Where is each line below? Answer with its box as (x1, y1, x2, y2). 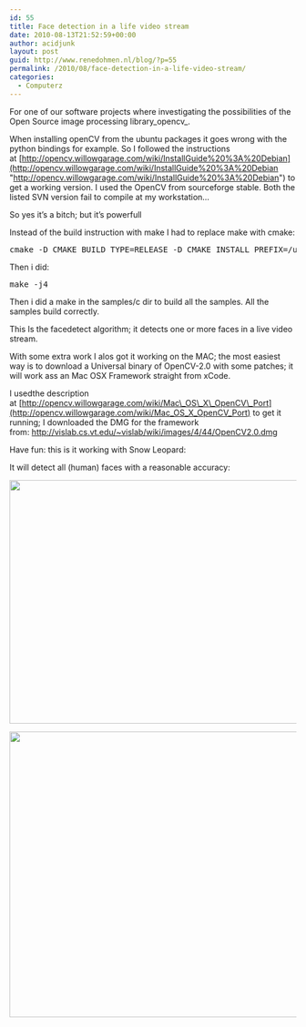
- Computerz (17, 81, 64, 90)
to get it (252, 407, 282, 418)
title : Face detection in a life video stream (9, 22, 189, 31)
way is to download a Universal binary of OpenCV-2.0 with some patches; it (9, 361, 294, 371)
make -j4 (9, 279, 48, 290)
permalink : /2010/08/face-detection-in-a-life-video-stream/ (9, 65, 247, 74)
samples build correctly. (9, 306, 100, 317)
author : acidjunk (9, 38, 76, 48)
